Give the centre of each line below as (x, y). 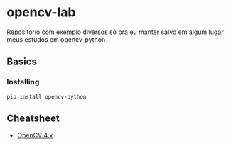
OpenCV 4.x (35, 135)
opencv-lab (41, 12)
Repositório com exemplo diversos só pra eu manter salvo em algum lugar (115, 32)
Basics (22, 62)
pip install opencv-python (47, 96)
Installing (23, 82)
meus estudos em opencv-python (56, 39)
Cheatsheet (33, 119)
